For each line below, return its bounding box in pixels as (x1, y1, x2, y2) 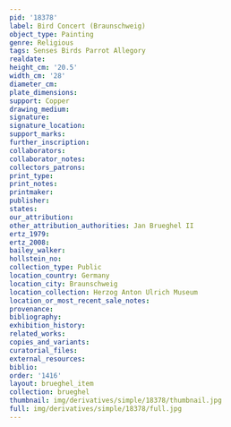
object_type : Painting (9, 30, 94, 38)
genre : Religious (9, 38, 74, 47)
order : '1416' (9, 371, 63, 380)
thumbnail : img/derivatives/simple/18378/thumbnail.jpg (9, 396, 222, 406)
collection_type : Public (9, 263, 102, 272)
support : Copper (9, 96, 70, 106)
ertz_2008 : (9, 238, 50, 247)
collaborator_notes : (9, 154, 87, 164)
